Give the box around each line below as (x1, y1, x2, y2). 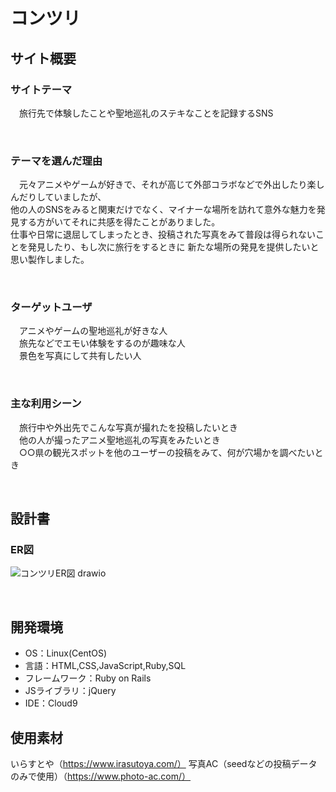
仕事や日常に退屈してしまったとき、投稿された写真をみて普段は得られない (10, 229, 317, 241)
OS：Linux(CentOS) (24, 647, 108, 659)
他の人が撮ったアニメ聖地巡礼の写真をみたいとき (18, 434, 221, 446)
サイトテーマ (10, 82, 73, 96)
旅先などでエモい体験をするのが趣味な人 (18, 337, 186, 349)
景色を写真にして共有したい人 (18, 350, 142, 362)
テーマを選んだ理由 (10, 154, 103, 168)
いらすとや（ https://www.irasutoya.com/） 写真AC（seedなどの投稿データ (10, 758, 318, 770)
